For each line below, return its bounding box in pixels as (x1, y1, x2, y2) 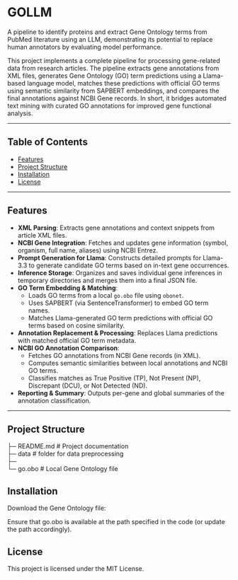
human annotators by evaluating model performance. (7, 42, 163, 51)
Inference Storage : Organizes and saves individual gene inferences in (17, 268, 222, 277)
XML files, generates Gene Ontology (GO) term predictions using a (7, 71, 202, 80)
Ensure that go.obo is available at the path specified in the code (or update (7, 518, 225, 526)
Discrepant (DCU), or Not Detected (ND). (28, 381, 147, 390)
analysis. (7, 109, 33, 117)
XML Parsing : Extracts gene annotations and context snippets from (17, 224, 215, 232)
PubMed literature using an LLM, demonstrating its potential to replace (7, 35, 213, 43)
